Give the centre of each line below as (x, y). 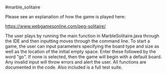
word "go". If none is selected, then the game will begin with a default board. (83, 57)
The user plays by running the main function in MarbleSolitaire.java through (82, 36)
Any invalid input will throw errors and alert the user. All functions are (76, 62)
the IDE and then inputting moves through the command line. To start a (78, 41)
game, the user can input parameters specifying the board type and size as (82, 46)
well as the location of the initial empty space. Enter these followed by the (81, 52)
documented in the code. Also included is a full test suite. (64, 67)
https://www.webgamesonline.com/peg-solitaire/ (55, 26)
